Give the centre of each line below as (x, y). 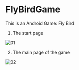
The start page (28, 33)
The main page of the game (41, 52)
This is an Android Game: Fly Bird (40, 23)
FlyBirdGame (33, 9)
